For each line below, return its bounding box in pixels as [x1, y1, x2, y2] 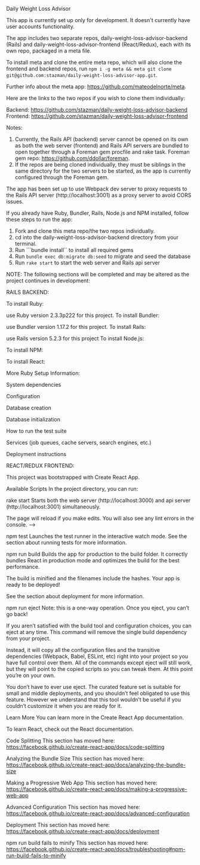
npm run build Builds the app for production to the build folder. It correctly [6, 550, 188, 558]
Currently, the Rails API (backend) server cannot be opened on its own [14, 136, 189, 143]
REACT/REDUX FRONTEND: [6, 462, 75, 469]
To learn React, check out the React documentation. [6, 725, 134, 732]
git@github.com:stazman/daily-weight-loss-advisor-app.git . [6, 72, 158, 78]
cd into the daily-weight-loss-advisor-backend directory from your [14, 234, 179, 241]
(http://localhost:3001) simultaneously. [6, 503, 101, 510]
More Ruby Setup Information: [6, 370, 81, 377]
